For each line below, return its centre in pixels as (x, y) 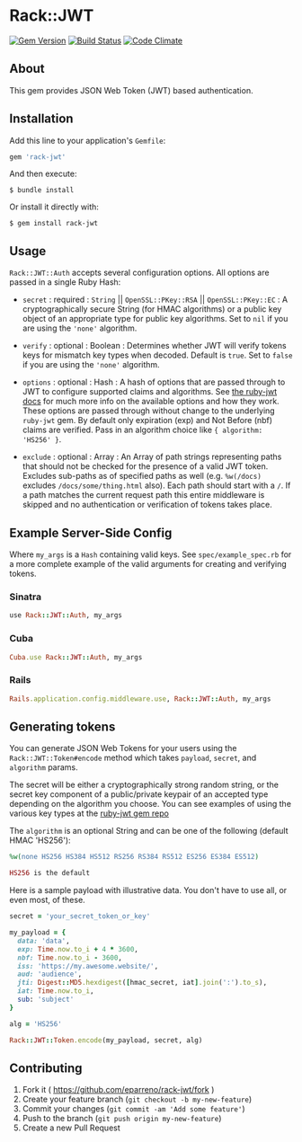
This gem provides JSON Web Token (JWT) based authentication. (131, 90)
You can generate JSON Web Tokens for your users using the (123, 748)
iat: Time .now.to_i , (56, 991)
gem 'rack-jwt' (38, 157)
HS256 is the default (50, 873)
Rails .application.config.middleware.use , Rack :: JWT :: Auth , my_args (140, 699)
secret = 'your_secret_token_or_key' (80, 916)
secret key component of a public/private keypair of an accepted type (139, 794)
